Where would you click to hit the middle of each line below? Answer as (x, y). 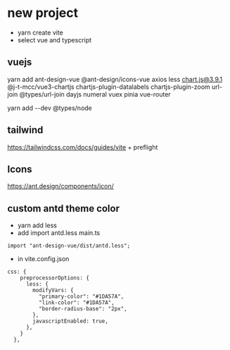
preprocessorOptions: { (55, 278)
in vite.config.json (43, 259)
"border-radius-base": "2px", (83, 309)
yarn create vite (40, 32)
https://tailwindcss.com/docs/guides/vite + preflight (83, 147)
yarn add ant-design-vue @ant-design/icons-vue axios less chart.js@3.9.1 (115, 79)
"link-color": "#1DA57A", (76, 303)
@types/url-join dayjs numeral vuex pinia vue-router (95, 94)
